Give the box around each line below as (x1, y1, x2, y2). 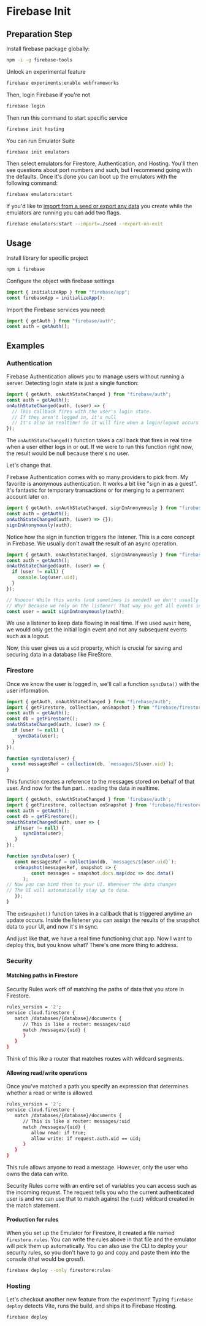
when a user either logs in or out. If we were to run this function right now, (6, 443, 193, 451)
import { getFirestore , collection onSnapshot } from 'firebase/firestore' (6, 802, 204, 808)
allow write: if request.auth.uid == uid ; (31, 1135, 141, 1142)
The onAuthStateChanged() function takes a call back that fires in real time (6, 437, 192, 444)
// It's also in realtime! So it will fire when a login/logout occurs (12, 419, 199, 426)
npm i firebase (6, 266, 45, 272)
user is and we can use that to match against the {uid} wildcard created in (6, 1195, 194, 1202)
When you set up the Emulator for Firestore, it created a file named (6, 1230, 175, 1237)
